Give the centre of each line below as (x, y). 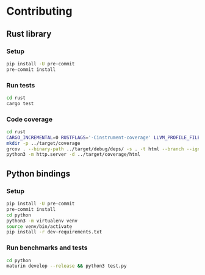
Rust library (29, 34)
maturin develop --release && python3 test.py (67, 266)
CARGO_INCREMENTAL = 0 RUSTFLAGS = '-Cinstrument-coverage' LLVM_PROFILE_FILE (103, 137)
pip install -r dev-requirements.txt (54, 232)
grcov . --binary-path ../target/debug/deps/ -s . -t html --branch (95, 149)
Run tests (21, 85)
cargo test (20, 103)
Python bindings (38, 173)
